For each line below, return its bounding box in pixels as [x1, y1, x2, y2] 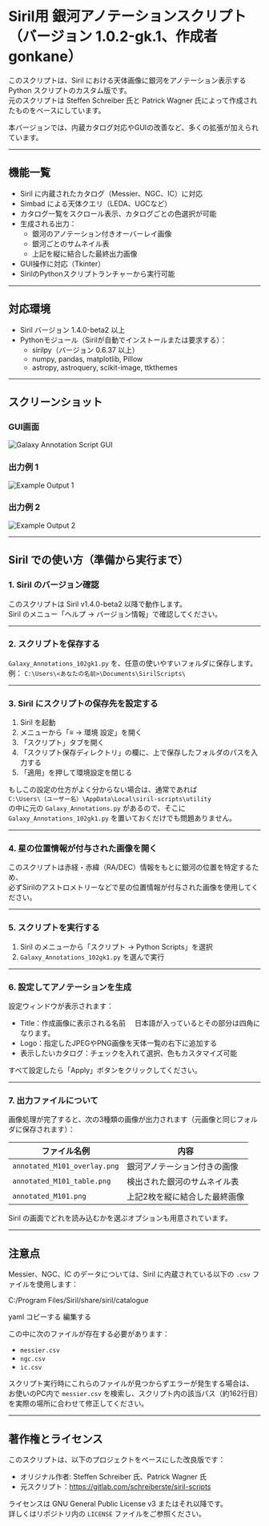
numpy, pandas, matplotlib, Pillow [31, 354, 143, 363]
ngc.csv [19, 1355, 46, 1363]
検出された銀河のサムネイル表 [126, 1176, 239, 1188]
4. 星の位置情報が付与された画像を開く [8, 843, 158, 854]
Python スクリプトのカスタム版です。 [8, 85, 132, 95]
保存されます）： [22, 1124, 75, 1135]
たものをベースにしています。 [8, 105, 106, 115]
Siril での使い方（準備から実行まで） [8, 553, 189, 567]
